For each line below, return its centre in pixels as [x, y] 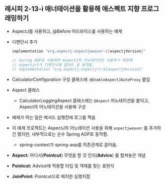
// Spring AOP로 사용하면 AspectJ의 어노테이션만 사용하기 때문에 [72, 60]
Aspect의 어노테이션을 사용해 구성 [52, 107]
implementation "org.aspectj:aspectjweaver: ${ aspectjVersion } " [79, 51]
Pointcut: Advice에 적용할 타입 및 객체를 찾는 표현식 [63, 166]
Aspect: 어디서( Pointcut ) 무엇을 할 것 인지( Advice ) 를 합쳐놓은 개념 [79, 155]
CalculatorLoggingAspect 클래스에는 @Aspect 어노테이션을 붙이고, [84, 100]
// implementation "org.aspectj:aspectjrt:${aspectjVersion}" [78, 69]
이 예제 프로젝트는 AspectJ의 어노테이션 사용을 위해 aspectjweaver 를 [80, 128]
